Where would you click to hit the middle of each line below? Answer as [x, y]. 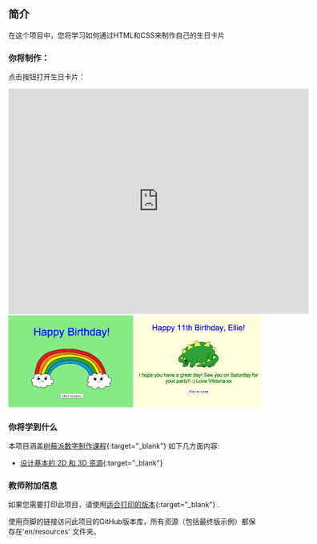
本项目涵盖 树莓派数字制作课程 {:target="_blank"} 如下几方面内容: [114, 446]
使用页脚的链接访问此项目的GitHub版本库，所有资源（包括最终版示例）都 [128, 522]
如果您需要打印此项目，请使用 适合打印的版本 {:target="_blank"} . [114, 505]
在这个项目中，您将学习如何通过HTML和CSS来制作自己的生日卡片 [117, 35]
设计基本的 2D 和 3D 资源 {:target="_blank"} [91, 463]
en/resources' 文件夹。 [62, 532]
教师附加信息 [33, 486]
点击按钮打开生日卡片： [47, 77]
